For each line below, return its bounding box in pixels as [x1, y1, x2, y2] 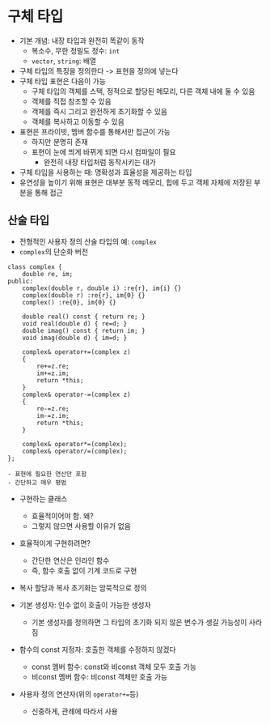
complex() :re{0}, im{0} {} [22, 298, 116, 306]
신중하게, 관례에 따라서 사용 [31, 706, 118, 716]
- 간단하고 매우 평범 [7, 479, 67, 487]
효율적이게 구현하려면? [19, 538, 91, 547]
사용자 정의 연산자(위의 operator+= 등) [19, 689, 139, 699]
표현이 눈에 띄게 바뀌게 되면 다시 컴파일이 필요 [31, 147, 176, 156]
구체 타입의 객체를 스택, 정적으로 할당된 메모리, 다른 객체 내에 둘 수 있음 [31, 86, 255, 96]
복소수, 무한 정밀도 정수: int [31, 45, 120, 55]
